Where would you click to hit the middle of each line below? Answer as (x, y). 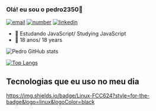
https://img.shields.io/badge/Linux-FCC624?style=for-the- (78, 96)
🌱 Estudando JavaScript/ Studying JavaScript (70, 34)
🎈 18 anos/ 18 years (38, 40)
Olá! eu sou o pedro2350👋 (44, 9)
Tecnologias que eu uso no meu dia (73, 81)
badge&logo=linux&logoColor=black (50, 102)
